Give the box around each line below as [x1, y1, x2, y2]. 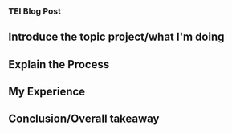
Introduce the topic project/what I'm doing [8, 30, 225, 44]
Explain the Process [8, 58, 110, 71]
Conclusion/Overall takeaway [8, 112, 160, 126]
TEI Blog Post [8, 6, 62, 17]
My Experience [8, 85, 86, 99]
